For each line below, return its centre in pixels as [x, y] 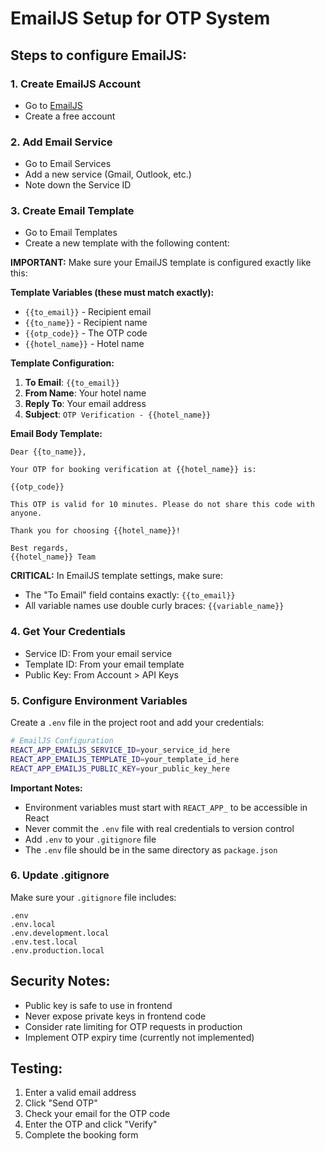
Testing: [36, 1068]
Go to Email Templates [71, 233]
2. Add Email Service [61, 142]
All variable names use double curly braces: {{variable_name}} [154, 606]
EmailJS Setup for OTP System [140, 18]
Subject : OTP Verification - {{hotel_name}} [118, 414]
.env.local [33, 924]
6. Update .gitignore [60, 875]
